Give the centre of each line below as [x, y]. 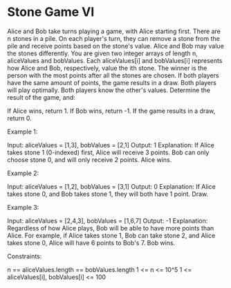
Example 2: [23, 173]
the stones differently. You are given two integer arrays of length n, [103, 53]
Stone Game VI [51, 12]
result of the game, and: [41, 97]
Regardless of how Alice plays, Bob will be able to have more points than [111, 228]
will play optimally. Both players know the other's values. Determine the [109, 90]
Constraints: [25, 256]
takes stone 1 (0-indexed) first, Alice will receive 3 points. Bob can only [108, 152]
